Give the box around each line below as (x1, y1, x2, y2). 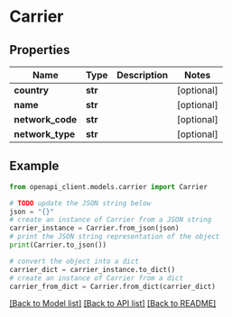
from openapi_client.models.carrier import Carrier (9, 182, 208, 191)
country (14, 84, 50, 96)
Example (9, 158, 60, 174)
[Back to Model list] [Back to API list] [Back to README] (9, 298, 217, 309)
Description (116, 69, 169, 81)
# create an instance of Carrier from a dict (9, 273, 183, 283)
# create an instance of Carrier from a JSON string (9, 215, 212, 224)
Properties (9, 42, 70, 58)
